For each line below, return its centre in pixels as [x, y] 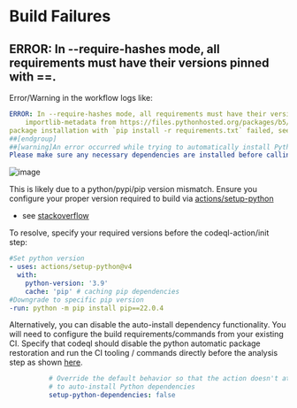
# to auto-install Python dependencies [122, 387]
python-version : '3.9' [67, 283]
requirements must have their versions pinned [139, 62]
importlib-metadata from [71, 122]
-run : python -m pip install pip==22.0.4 [87, 308]
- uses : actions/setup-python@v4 [71, 267]
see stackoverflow [56, 216]
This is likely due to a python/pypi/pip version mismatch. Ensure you [133, 189]
